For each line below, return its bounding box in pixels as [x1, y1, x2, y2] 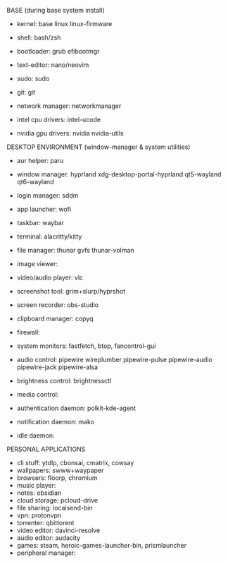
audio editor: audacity [16, 534, 81, 542]
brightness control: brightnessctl [16, 377, 112, 385]
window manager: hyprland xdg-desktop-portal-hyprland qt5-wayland [16, 170, 222, 179]
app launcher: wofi [16, 205, 72, 213]
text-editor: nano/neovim [16, 61, 89, 69]
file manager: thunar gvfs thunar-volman [16, 246, 134, 254]
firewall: [16, 328, 40, 336]
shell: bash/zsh [16, 33, 61, 42]
